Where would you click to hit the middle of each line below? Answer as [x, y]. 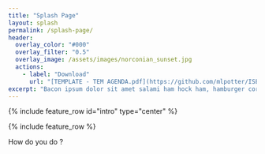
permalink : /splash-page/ [50, 30]
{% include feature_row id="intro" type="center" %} [93, 111]
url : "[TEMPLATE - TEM [66, 81]
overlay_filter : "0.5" [52, 52]
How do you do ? [36, 142]
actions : [30, 67]
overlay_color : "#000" [52, 45]
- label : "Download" [56, 74]
